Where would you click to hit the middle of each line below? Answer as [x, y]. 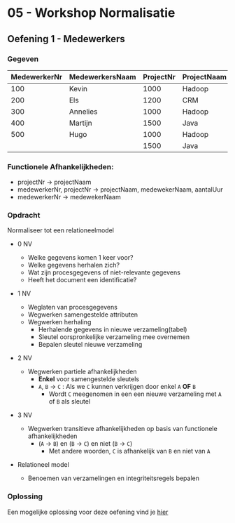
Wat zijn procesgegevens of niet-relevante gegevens [104, 272]
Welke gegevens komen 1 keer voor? [81, 258]
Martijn [80, 123]
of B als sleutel [70, 402]
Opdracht [24, 216]
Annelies [83, 112]
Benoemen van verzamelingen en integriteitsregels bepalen [113, 478]
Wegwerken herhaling [59, 322]
